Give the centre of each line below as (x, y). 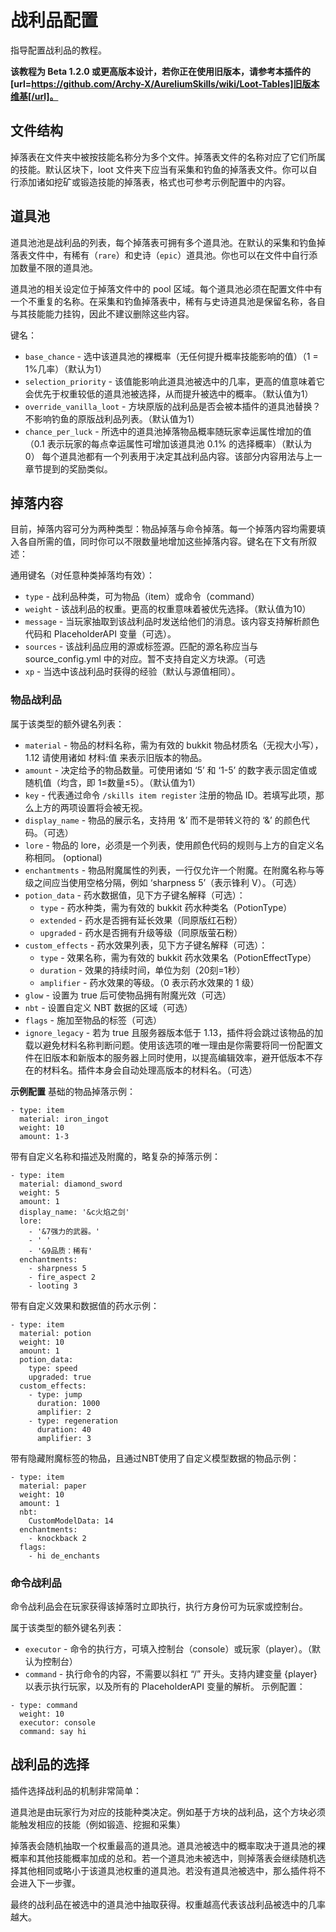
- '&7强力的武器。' (64, 1231)
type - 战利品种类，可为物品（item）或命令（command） (142, 597)
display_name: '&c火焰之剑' (74, 1212)
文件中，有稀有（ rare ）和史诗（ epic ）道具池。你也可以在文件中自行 (168, 255)
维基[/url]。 (34, 96)
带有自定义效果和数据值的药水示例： (85, 1305)
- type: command (44, 1705)
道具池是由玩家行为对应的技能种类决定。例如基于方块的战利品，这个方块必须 (168, 1812)
